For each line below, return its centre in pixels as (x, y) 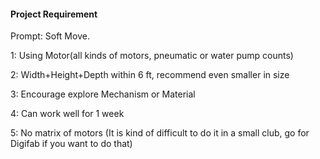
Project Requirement (54, 14)
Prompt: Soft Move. (50, 36)
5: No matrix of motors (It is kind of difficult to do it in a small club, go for (160, 133)
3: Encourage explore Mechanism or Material (103, 94)
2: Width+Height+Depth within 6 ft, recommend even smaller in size (150, 75)
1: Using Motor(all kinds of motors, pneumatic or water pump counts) (152, 56)
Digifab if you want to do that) (71, 144)
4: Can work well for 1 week (67, 114)
